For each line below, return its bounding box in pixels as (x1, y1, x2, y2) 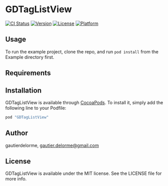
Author (5, 129, 28, 138)
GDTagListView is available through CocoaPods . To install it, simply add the (5, 99, 163, 105)
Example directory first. (5, 54, 54, 60)
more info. (5, 176, 27, 182)
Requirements (5, 69, 51, 77)
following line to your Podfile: (5, 105, 67, 111)
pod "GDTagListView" (5, 114, 49, 120)
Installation (5, 86, 42, 95)
